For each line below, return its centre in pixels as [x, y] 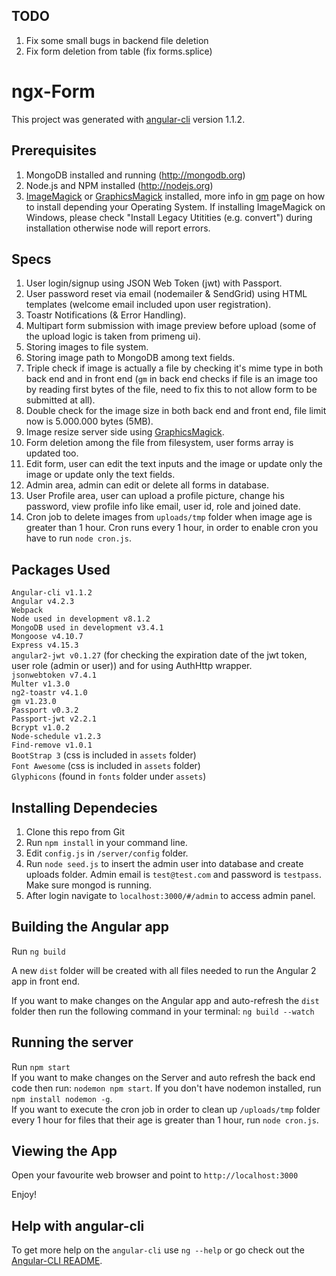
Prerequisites [54, 150]
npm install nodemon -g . [62, 1098]
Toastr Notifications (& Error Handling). [106, 315]
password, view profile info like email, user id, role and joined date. [163, 506]
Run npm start [41, 1066]
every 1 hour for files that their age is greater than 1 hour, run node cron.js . [165, 1120]
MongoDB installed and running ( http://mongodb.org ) [135, 175]
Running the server [72, 1042]
